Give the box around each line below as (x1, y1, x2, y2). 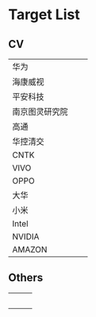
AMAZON (12, 245, 48, 255)
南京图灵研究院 (12, 106, 69, 117)
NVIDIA (12, 231, 40, 242)
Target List (8, 6, 81, 24)
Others (8, 271, 44, 284)
